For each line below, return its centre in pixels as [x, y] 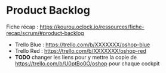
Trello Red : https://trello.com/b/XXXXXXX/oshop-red [80, 50]
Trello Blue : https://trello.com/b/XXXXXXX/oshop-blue [82, 45]
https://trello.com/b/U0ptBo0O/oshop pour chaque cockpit [87, 64]
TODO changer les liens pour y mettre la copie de [76, 57]
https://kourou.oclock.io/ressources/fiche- [92, 27]
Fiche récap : [22, 27]
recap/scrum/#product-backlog [45, 33]
